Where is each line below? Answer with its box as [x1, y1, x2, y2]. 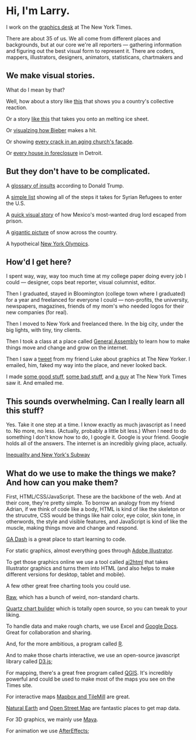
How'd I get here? [6, 257, 72, 267]
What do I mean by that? [6, 86, 66, 93]
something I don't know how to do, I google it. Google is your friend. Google [6, 433, 189, 441]
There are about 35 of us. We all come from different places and [6, 35, 161, 42]
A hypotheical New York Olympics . [6, 240, 90, 247]
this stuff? [6, 405, 44, 415]
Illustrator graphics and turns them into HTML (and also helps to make [6, 565, 175, 571]
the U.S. [6, 200, 25, 207]
